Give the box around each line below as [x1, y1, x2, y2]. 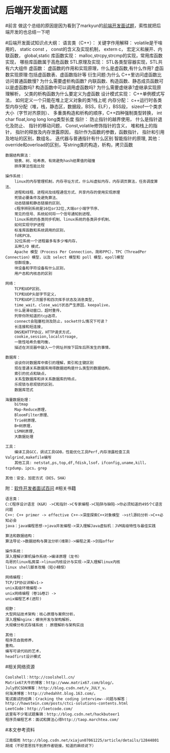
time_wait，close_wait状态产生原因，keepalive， [14, 302, 113, 307]
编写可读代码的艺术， [5, 648, 43, 654]
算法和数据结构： [5, 533, 36, 538]
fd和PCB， [14, 233, 34, 238]
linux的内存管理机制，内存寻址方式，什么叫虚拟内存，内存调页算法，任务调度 [14, 179, 154, 184]
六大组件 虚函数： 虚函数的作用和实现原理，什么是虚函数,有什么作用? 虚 [9, 65, 160, 71]
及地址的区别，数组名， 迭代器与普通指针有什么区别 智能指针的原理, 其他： [5, 135, 161, 141]
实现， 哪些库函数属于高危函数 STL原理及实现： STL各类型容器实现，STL [5, 59, 158, 65]
